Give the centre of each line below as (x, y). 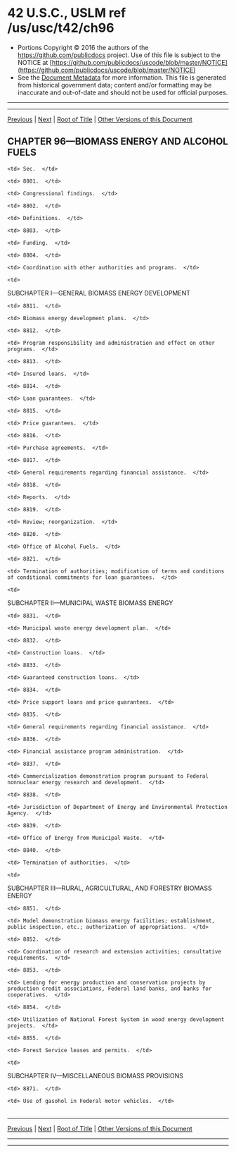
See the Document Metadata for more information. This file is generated (122, 77)
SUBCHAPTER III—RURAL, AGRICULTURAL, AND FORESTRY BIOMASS (110, 888)
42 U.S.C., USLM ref (67, 13)
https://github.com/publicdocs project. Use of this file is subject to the (119, 55)
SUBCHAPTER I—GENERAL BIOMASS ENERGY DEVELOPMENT (99, 293)
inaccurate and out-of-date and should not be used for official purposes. (123, 92)
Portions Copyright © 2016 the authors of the (83, 47)
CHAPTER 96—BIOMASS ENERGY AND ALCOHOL (118, 141)
